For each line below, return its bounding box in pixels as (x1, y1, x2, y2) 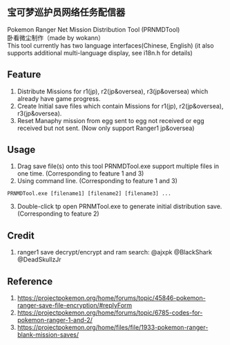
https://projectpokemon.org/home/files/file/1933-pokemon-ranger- (17, 324, 209, 332)
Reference (7, 275, 53, 287)
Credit (7, 230, 35, 241)
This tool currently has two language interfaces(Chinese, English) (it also (7, 41, 214, 50)
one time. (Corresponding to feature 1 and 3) (17, 169, 144, 178)
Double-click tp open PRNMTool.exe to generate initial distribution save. (17, 203, 222, 211)
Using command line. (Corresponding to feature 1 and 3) (17, 177, 178, 185)
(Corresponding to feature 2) (17, 209, 99, 218)
